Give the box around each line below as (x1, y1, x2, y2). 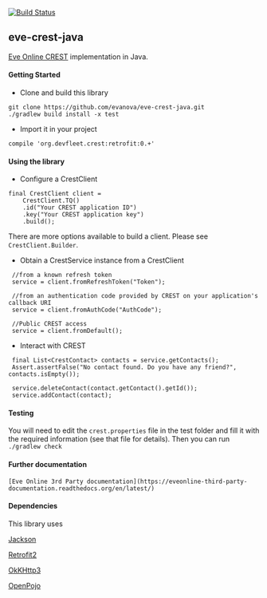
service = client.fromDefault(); (11, 327, 124, 335)
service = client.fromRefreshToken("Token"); (11, 278, 166, 287)
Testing (8, 408, 34, 418)
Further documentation (8, 460, 88, 469)
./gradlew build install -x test (8, 110, 120, 119)
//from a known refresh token (11, 271, 112, 279)
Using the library (8, 156, 65, 166)
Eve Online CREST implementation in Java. (8, 52, 149, 61)
